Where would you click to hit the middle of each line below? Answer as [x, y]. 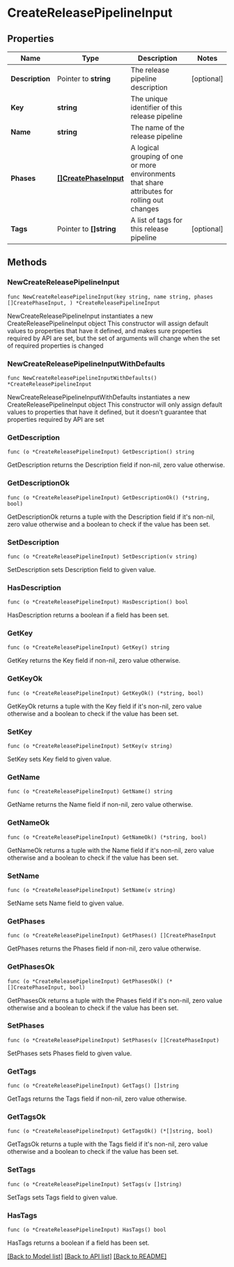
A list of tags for [157, 220]
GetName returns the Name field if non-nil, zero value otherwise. [100, 805]
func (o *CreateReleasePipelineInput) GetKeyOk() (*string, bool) [106, 693]
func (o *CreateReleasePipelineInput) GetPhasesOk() [85, 981]
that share [147, 183]
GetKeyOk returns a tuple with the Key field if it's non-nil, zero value [104, 706]
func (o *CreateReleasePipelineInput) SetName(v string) [92, 890]
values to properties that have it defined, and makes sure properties [104, 330]
